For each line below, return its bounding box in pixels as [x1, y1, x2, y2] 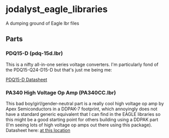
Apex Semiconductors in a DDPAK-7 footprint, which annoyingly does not [6, 106, 157, 112]
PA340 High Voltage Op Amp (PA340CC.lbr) [6, 89, 116, 96]
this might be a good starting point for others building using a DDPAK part [6, 116, 158, 122]
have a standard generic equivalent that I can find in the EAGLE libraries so [6, 111, 160, 117]
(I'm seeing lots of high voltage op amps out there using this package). [6, 122, 152, 128]
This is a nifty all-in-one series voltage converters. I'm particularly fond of [6, 61, 159, 67]
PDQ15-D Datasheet [6, 77, 47, 83]
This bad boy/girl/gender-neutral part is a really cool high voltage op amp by [6, 100, 164, 106]
